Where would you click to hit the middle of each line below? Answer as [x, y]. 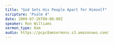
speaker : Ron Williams [28, 23]
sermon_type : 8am [23, 28]
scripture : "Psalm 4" [27, 14]
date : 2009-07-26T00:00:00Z [34, 19]
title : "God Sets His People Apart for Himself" [56, 10]
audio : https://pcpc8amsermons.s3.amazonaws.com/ [57, 33]
